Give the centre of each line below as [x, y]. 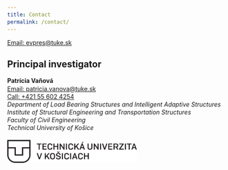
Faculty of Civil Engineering [47, 120]
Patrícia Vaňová [30, 81]
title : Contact [29, 15]
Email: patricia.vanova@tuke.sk [52, 88]
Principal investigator [55, 64]
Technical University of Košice [51, 128]
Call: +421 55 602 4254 [41, 96]
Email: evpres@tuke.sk [40, 42]
